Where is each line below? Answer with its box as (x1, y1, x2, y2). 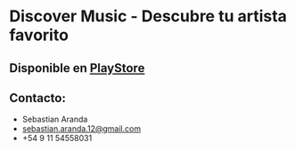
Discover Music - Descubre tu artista (9, 6, 288, 27)
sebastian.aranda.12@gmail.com (21, 123, 141, 134)
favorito (9, 25, 70, 45)
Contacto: (9, 91, 67, 106)
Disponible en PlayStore (9, 60, 145, 75)
